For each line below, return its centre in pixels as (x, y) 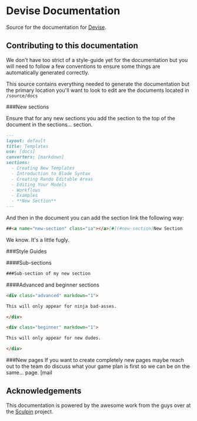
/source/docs (22, 96)
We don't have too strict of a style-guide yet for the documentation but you (97, 60)
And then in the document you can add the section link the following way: (95, 218)
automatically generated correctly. (48, 73)
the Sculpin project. (30, 412)
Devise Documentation (63, 11)
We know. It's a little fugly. (38, 239)
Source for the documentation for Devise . (56, 27)
